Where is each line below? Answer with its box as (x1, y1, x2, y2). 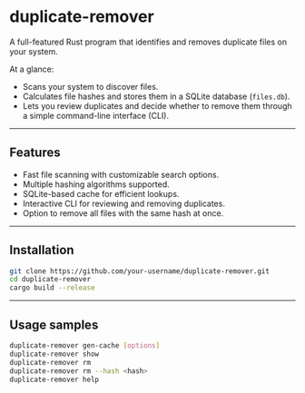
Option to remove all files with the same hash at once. (22, 207, 224, 219)
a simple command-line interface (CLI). (22, 110, 170, 121)
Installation (9, 242, 74, 258)
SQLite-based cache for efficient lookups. (22, 188, 180, 199)
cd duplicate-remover (9, 275, 92, 284)
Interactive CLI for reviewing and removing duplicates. (22, 198, 225, 209)
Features (9, 145, 61, 161)
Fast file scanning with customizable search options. (22, 169, 220, 180)
